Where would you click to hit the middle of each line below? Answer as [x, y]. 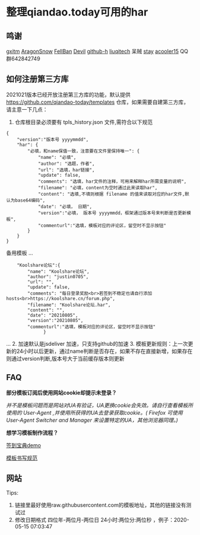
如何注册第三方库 [37, 79]
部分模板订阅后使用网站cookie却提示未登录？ [61, 393]
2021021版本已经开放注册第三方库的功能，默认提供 [68, 94]
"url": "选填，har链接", [66, 170]
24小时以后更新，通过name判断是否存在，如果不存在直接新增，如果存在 [104, 351]
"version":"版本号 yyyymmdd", [53, 139]
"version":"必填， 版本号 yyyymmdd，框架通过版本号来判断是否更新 [112, 213]
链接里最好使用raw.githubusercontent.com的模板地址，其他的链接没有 [100, 505]
